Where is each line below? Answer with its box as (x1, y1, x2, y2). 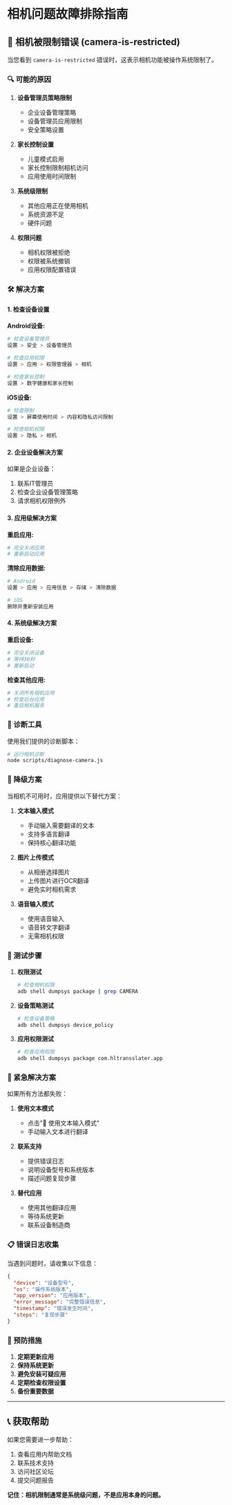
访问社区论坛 (17, 1467, 54, 1475)
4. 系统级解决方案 (7, 619, 57, 627)
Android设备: (7, 322, 46, 330)
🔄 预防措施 (7, 1335, 43, 1345)
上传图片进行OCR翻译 (27, 876, 90, 884)
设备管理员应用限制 (27, 117, 83, 125)
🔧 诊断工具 (7, 720, 43, 730)
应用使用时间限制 (27, 172, 77, 180)
